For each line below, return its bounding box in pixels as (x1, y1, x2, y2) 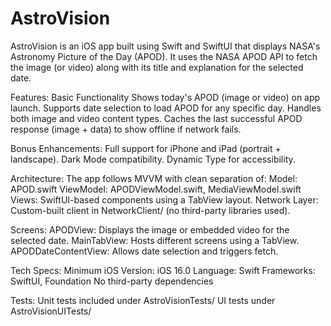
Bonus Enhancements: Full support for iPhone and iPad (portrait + (10, 142, 282, 154)
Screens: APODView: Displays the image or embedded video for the (10, 223, 290, 236)
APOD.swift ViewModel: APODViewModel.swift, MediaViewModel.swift (10, 183, 302, 195)
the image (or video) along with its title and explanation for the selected (10, 61, 304, 73)
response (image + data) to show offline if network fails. (10, 123, 242, 135)
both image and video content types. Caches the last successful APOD (10, 112, 303, 124)
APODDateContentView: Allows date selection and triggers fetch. (10, 245, 279, 257)
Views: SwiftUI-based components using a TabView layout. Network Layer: (10, 193, 319, 206)
